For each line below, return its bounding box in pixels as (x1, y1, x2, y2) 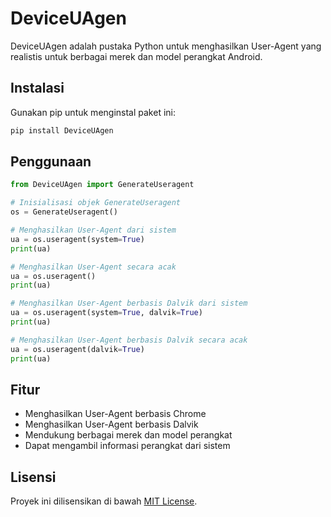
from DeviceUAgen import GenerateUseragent (10, 180, 195, 190)
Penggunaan (10, 153, 92, 171)
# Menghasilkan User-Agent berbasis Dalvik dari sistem (10, 298, 248, 309)
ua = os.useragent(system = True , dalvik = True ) (10, 308, 203, 318)
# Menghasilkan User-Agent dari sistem (10, 225, 177, 236)
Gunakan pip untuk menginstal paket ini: (10, 106, 176, 118)
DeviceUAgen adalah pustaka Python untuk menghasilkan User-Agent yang (10, 40, 322, 52)
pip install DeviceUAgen (10, 125, 114, 136)
